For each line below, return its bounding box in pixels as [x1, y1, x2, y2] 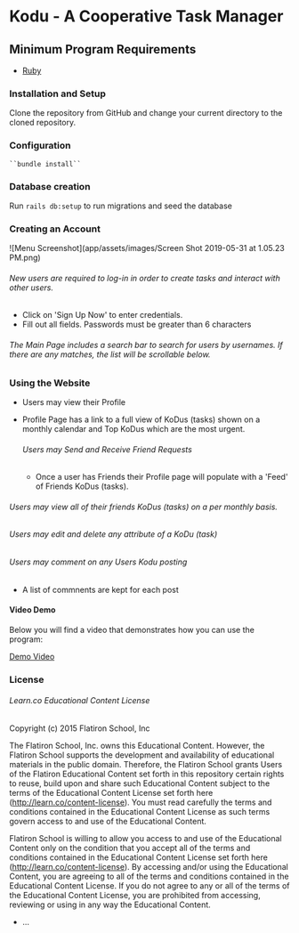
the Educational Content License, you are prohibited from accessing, [9, 889, 261, 900]
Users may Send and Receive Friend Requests [21, 443, 193, 455]
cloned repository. [9, 118, 77, 128]
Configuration [9, 140, 71, 152]
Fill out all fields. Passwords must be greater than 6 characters [21, 319, 252, 330]
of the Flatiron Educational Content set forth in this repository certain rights [9, 768, 285, 779]
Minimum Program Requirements [9, 42, 197, 57]
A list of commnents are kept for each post [21, 584, 180, 595]
